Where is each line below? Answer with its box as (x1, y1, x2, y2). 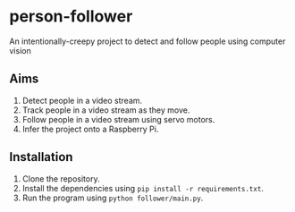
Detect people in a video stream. (21, 95, 143, 106)
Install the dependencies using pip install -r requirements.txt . (21, 182, 264, 193)
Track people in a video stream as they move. (21, 105, 190, 115)
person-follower (9, 6, 133, 27)
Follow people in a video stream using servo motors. (21, 114, 215, 124)
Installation (9, 149, 73, 165)
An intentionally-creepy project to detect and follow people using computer (9, 36, 286, 47)
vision (9, 45, 31, 55)
